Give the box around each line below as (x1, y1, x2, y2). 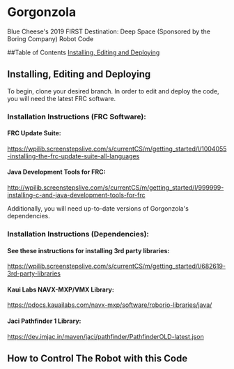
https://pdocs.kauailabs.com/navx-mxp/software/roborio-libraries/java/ (7, 301, 212, 309)
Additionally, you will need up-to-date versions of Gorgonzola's (7, 204, 189, 213)
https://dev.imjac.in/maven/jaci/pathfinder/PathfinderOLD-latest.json (7, 332, 204, 340)
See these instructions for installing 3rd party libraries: (7, 246, 170, 255)
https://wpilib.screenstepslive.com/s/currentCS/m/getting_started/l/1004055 (7, 144, 227, 153)
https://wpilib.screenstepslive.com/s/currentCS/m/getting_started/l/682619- (7, 262, 226, 271)
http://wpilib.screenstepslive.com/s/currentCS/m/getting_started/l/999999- (7, 183, 224, 192)
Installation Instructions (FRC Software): (7, 112, 146, 121)
